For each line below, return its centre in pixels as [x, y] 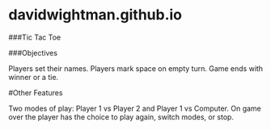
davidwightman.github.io [95, 15]
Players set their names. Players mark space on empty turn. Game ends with [136, 68]
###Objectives [33, 52]
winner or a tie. [34, 77]
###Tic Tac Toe [35, 37]
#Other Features [36, 92]
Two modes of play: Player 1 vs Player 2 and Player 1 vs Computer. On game [135, 108]
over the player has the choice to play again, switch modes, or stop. [121, 117]
